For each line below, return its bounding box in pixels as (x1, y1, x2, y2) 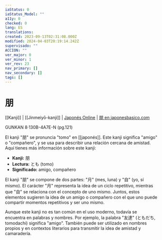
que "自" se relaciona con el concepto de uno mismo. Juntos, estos (5, 188, 140, 195)
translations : (5, 30, 34, 35)
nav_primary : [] (5, 66, 38, 71)
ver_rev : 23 (5, 61, 29, 66)
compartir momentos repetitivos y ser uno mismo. (5, 199, 105, 205)
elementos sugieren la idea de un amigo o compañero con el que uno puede (5, 194, 158, 200)
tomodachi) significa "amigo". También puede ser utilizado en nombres (5, 220, 147, 226)
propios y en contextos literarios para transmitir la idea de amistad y (5, 225, 141, 231)
